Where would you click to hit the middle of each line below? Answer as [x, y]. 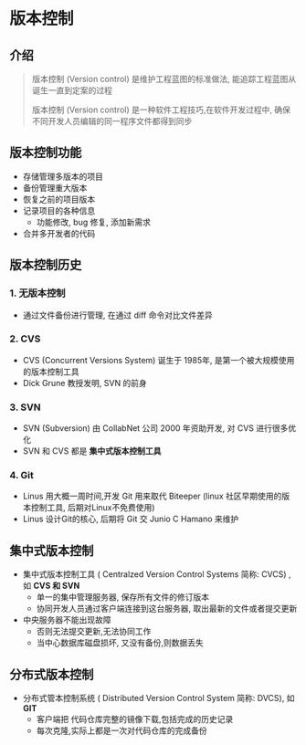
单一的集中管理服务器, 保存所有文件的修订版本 [123, 597]
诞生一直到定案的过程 [72, 90]
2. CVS [25, 339]
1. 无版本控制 [37, 293]
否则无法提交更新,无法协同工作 [94, 632]
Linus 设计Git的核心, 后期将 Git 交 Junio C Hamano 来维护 [131, 519]
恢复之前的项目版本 [59, 199]
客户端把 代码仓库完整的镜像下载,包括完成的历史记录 [135, 719]
